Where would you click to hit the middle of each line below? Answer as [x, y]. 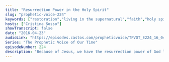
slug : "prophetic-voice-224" [36, 14]
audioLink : [17, 38]
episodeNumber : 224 [26, 47]
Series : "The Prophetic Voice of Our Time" [52, 42]
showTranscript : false [29, 28]
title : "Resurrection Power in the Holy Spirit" [57, 10]
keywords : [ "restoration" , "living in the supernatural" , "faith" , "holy [81, 19]
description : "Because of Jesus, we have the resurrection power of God [83, 51]
